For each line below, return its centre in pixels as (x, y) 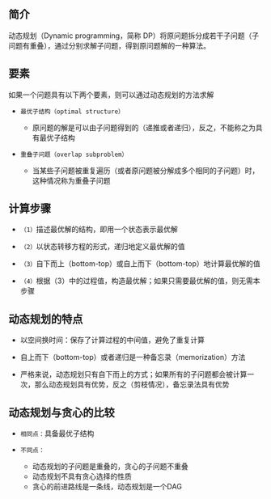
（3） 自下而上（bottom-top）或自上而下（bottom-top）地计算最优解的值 (140, 264)
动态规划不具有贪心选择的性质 (82, 476)
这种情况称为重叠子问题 (71, 180)
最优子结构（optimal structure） (72, 112)
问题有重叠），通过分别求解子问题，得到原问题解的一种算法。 (109, 45)
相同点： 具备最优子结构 (57, 433)
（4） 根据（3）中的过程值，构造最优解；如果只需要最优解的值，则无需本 (140, 281)
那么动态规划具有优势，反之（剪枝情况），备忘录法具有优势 (132, 385)
